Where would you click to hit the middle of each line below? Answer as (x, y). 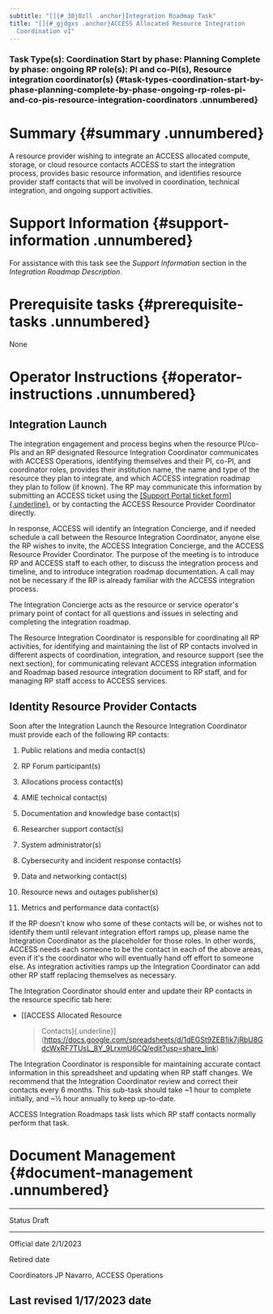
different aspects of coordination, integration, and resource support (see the (136, 655)
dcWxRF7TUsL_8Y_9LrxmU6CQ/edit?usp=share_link (129, 1048)
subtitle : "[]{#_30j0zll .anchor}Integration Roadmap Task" (113, 16)
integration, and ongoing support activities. (81, 191)
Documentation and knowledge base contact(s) (100, 813)
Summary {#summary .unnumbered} (137, 134)
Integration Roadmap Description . (66, 272)
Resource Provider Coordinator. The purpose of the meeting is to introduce (134, 555)
